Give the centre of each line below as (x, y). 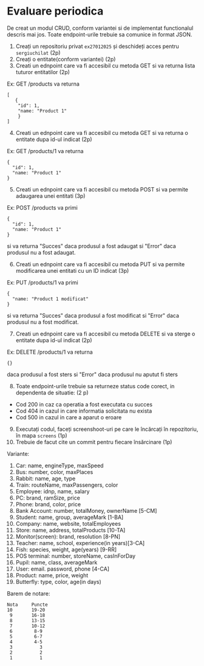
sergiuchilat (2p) (38, 52)
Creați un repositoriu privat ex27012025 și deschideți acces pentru (97, 46)
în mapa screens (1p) (41, 435)
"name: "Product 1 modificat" (50, 299)
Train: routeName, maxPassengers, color (67, 485)
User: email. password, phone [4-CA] (63, 569)
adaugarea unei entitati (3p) (50, 196)
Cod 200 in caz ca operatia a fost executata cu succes (84, 404)
